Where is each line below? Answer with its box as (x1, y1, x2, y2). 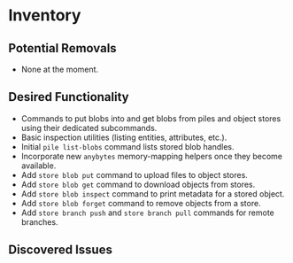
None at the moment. (20, 64, 99, 74)
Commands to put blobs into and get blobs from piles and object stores (20, 112, 281, 124)
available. (20, 160, 57, 171)
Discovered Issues (8, 243, 112, 258)
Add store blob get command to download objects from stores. (20, 179, 256, 190)
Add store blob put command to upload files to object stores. (20, 169, 249, 180)
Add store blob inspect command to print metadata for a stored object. (20, 188, 285, 199)
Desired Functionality (8, 89, 129, 104)
